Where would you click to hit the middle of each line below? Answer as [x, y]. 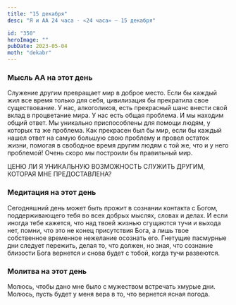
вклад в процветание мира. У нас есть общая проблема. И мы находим [116, 115]
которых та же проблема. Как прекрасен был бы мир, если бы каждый [114, 131]
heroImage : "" [28, 40]
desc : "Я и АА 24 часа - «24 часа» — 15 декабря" [82, 20]
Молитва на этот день [47, 271]
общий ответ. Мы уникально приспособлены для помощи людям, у [109, 123]
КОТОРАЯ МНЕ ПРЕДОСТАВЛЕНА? [60, 174]
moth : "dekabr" [30, 53]
